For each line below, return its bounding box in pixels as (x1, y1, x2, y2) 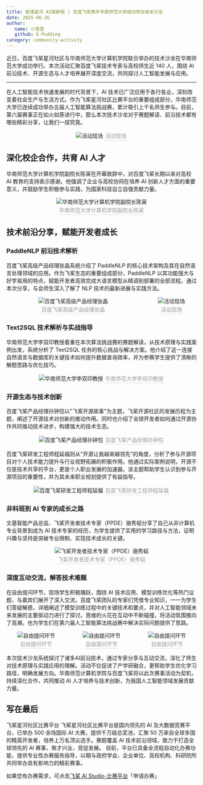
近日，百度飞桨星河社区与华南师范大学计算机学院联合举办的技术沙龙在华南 (6, 55, 192, 61)
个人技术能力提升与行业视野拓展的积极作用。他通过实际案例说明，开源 (16, 458, 192, 465)
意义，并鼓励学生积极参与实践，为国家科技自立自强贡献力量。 (6, 185, 160, 192)
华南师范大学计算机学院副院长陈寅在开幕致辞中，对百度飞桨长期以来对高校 (6, 170, 192, 177)
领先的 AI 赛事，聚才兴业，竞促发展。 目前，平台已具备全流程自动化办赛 (11, 744, 191, 751)
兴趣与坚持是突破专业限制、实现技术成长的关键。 (6, 534, 128, 542)
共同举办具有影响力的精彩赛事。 (6, 759, 86, 766)
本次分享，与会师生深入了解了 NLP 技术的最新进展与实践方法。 (6, 285, 163, 292)
